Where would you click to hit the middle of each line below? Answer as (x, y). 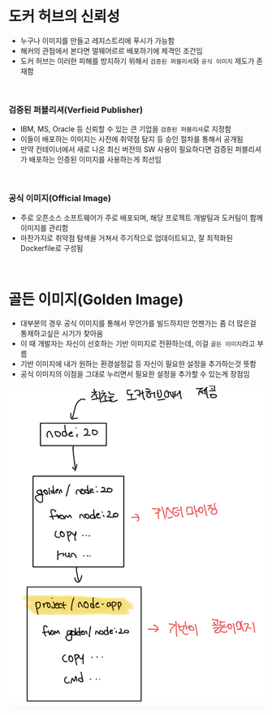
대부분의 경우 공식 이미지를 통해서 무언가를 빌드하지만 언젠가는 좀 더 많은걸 (138, 323)
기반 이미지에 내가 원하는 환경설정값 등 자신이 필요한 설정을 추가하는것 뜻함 (138, 364)
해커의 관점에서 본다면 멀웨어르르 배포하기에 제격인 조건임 (111, 50)
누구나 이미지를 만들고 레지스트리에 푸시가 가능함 (97, 41)
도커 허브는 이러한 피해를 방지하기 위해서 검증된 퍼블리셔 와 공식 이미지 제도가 (137, 61)
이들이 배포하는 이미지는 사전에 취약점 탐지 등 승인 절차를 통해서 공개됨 (132, 140)
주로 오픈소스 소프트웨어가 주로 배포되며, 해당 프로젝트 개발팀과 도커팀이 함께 (142, 218)
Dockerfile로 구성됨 (52, 248)
